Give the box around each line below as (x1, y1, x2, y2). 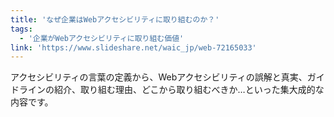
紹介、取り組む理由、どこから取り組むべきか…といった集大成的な (53, 84, 325, 96)
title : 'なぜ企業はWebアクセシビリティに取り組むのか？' (10, 14, 220, 25)
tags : (10, 24, 33, 34)
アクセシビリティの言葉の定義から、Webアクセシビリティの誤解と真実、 (10, 71, 308, 83)
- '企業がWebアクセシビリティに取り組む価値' (19, 33, 185, 43)
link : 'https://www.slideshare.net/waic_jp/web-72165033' (10, 42, 257, 53)
